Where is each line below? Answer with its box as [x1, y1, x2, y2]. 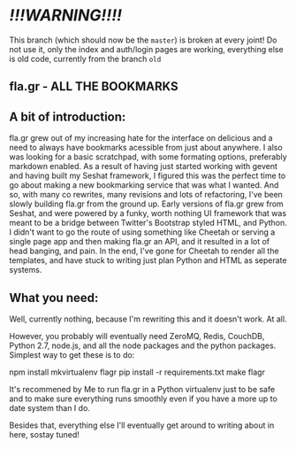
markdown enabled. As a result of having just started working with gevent [9, 161, 278, 172]
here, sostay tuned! [9, 429, 80, 439]
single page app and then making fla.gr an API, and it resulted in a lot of [9, 236, 270, 247]
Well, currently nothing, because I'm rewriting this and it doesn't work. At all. [9, 314, 287, 324]
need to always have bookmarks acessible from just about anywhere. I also [9, 143, 283, 153]
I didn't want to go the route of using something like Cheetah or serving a [9, 227, 276, 237]
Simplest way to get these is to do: [9, 349, 135, 360]
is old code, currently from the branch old [9, 53, 162, 64]
